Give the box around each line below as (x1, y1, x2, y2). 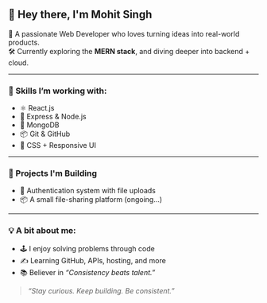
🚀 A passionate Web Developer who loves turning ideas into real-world (8, 29, 240, 38)
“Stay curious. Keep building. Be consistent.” (27, 286, 175, 295)
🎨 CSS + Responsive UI (19, 141, 97, 150)
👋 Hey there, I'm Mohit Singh (8, 8, 153, 21)
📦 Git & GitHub (19, 129, 71, 139)
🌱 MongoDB (19, 120, 60, 130)
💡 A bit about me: (8, 225, 77, 236)
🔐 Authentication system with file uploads (19, 186, 157, 196)
